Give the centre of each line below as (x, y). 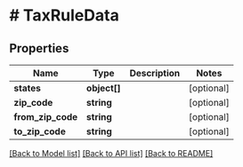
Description (155, 73)
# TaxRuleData (65, 16)
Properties (39, 48)
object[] (104, 88)
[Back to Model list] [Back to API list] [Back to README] (111, 153)
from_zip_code (46, 117)
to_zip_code (40, 131)
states (28, 88)
